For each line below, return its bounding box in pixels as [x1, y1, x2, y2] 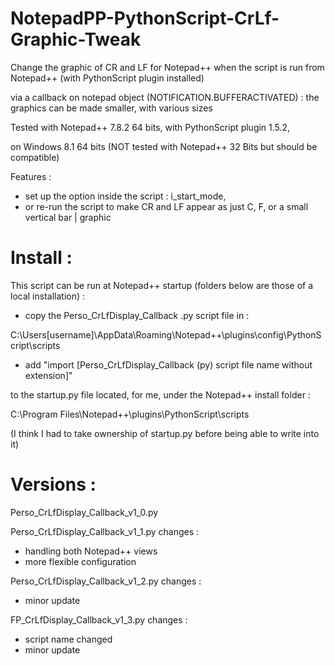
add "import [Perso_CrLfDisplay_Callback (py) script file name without [24, 358, 313, 371]
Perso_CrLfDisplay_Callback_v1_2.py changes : [10, 575, 202, 587]
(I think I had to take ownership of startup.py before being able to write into [10, 427, 320, 439]
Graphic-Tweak [10, 28, 142, 51]
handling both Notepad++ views [24, 545, 158, 557]
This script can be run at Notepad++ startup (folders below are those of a [10, 279, 314, 291]
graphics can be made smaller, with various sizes [10, 102, 213, 114]
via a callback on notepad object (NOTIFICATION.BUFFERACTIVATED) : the [10, 91, 320, 103]
